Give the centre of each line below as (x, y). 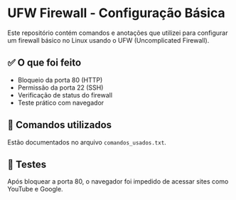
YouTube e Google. (35, 189)
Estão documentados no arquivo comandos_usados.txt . (87, 142)
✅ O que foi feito (44, 63)
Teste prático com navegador (61, 102)
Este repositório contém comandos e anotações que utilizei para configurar (118, 33)
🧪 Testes (27, 164)
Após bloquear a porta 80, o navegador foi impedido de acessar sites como (118, 181)
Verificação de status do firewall (65, 95)
